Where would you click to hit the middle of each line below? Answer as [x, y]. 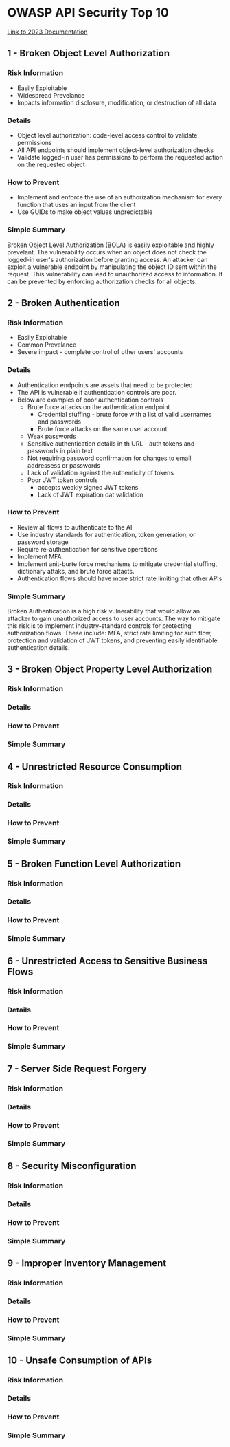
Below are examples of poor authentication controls [90, 400]
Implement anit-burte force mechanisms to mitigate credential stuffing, [117, 564]
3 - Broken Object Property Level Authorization [110, 670]
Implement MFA [39, 556]
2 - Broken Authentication [64, 303]
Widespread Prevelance [51, 95]
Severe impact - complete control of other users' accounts [100, 352]
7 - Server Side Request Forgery [77, 1068]
